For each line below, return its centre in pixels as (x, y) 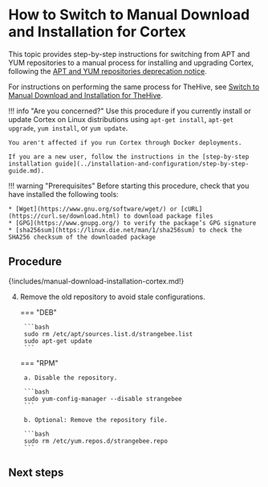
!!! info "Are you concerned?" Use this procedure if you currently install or (130, 111)
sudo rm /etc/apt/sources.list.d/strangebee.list (108, 334)
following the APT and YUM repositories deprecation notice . (108, 71)
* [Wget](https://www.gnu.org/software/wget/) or (93, 209)
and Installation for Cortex (97, 32)
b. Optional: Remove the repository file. (96, 419)
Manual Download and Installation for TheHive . (85, 95)
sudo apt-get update (58, 341)
